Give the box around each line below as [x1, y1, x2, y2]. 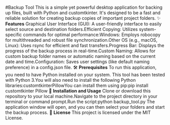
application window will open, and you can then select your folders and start [5, 104, 165, 110]
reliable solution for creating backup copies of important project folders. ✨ [5, 15, 161, 21]
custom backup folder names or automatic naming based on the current [5, 53, 156, 59]
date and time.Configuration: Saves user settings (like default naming [5, 58, 150, 65]
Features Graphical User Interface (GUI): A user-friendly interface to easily [5, 21, 162, 27]
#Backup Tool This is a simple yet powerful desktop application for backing [5, 5, 163, 10]
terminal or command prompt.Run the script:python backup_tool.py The [5, 99, 155, 105]
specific [5, 32, 22, 38]
